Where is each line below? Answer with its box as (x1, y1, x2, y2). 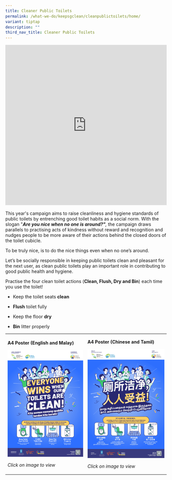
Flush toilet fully (12, 304, 47, 310)
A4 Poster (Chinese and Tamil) (87, 338, 155, 345)
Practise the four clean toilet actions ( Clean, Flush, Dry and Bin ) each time (5, 278, 163, 285)
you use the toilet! (5, 284, 44, 290)
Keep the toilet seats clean (12, 294, 70, 300)
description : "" (5, 25, 40, 30)
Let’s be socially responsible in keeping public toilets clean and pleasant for (5, 257, 165, 264)
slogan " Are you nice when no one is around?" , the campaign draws (5, 221, 152, 228)
